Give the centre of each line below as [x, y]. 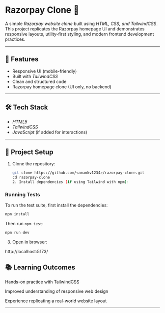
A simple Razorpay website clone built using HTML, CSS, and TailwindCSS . [82, 24]
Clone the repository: [34, 164]
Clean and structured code [39, 81]
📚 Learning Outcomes [40, 268]
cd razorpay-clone [31, 178]
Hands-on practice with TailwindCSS [42, 282]
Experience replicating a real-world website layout [56, 301]
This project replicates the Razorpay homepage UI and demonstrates [75, 28]
